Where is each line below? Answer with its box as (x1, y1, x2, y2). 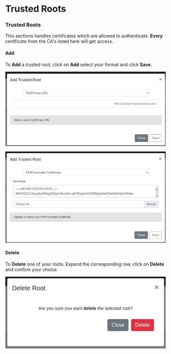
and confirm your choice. (5, 266, 59, 272)
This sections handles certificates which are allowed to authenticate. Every (5, 33, 163, 39)
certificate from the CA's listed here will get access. (5, 38, 113, 44)
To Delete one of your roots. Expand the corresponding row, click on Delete (5, 261, 164, 267)
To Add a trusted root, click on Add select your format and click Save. (5, 61, 153, 67)
